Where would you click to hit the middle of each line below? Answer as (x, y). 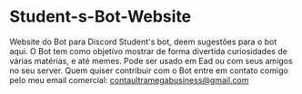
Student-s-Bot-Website (101, 17)
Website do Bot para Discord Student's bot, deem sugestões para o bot (143, 42)
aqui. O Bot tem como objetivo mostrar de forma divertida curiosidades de (149, 51)
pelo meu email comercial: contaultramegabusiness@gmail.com (129, 80)
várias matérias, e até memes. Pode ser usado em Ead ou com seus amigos (151, 61)
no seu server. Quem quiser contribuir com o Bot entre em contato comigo (149, 70)
